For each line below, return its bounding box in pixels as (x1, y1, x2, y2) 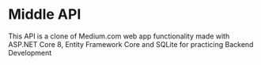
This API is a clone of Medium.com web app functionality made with (8, 31, 230, 41)
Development (8, 48, 52, 57)
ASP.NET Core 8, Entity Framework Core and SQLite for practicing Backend (8, 39, 254, 49)
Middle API (8, 5, 81, 23)
